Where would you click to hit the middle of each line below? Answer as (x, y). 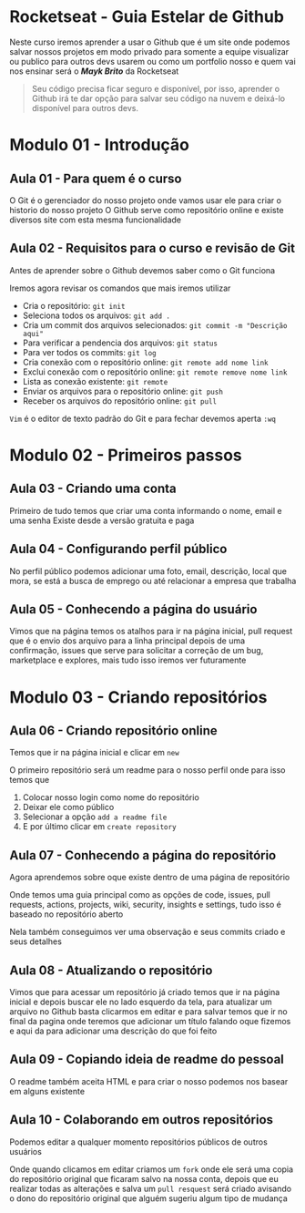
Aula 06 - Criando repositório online (113, 730)
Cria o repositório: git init (74, 305)
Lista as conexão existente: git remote (95, 381)
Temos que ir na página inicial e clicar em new (94, 753)
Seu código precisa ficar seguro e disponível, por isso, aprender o (156, 88)
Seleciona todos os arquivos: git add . (97, 315)
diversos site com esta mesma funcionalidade (96, 220)
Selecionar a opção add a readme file (95, 817)
